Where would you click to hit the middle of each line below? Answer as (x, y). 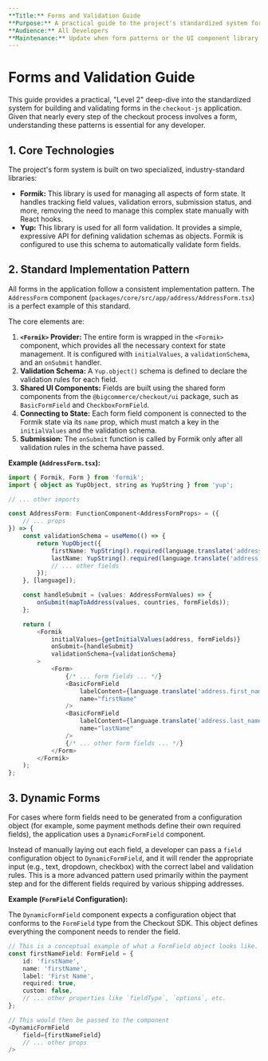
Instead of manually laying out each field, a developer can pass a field (125, 850)
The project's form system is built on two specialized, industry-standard (126, 170)
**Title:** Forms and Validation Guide (75, 16)
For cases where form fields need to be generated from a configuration (125, 817)
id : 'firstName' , (51, 961)
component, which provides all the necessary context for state (122, 345)
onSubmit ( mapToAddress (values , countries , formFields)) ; (133, 603)
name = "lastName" (106, 728)
